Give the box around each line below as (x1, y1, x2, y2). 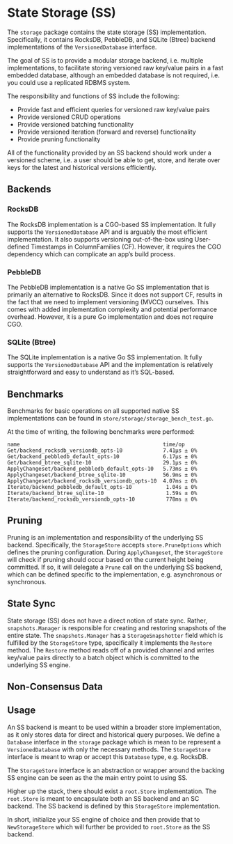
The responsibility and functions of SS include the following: (7, 92, 179, 100)
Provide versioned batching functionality (17, 120, 134, 128)
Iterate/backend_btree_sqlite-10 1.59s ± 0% (7, 490, 198, 497)
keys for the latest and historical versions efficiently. (7, 163, 156, 171)
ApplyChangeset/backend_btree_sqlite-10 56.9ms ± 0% (7, 471, 198, 478)
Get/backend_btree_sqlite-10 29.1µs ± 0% (7, 460, 198, 467)
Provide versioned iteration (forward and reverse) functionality (17, 127, 196, 136)
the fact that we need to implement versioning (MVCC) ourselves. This (7, 297, 209, 306)
